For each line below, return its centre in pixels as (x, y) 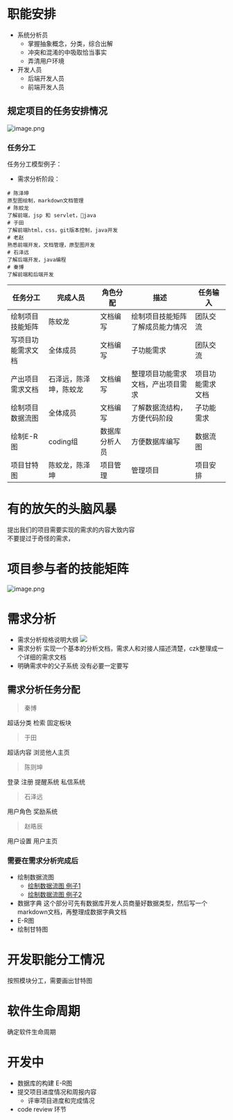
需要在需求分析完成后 (43, 861)
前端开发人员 (46, 87)
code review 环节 (42, 1109)
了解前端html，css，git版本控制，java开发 (62, 230)
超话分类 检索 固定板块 (39, 722)
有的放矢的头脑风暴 (62, 509)
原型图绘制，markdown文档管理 (46, 201)
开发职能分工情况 (56, 960)
